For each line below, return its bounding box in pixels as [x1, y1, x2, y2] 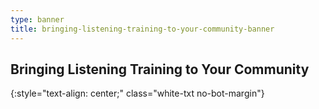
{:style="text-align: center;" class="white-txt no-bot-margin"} [10, 87, 265, 100]
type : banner [10, 14, 65, 25]
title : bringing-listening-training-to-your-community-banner [10, 24, 275, 34]
